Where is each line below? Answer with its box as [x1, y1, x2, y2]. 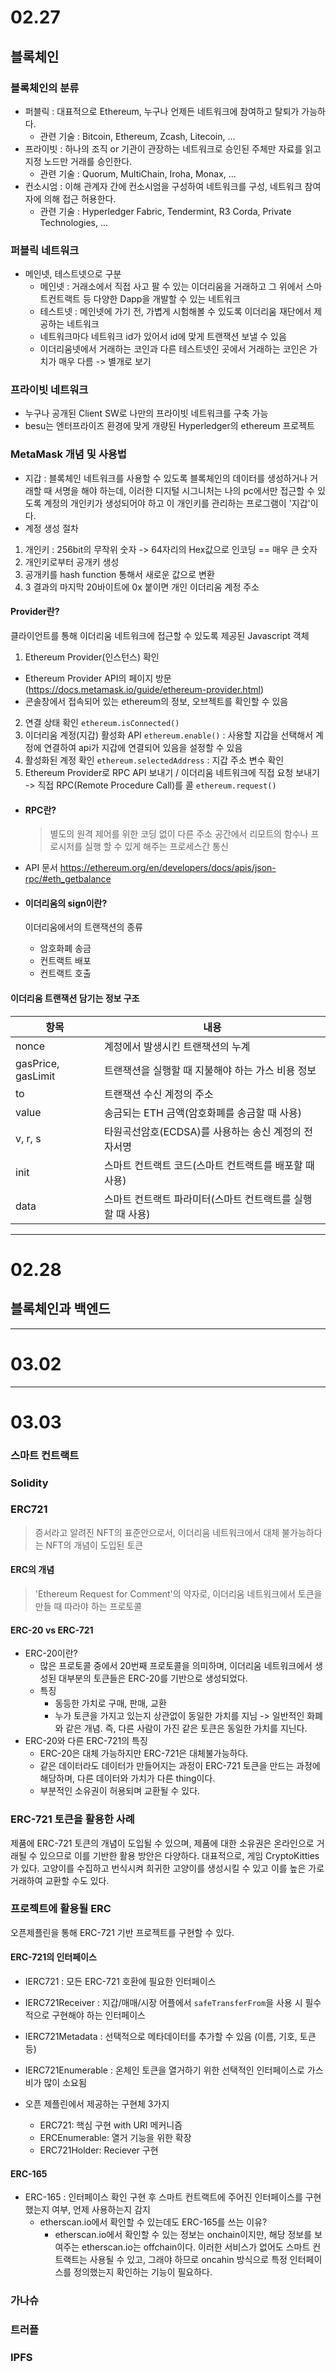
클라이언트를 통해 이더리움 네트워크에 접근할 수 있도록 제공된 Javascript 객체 [10, 629, 310, 641]
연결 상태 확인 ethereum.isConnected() [24, 716, 180, 728]
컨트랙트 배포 [39, 955, 92, 967]
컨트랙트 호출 [39, 967, 92, 980]
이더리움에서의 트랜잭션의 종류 [24, 921, 143, 933]
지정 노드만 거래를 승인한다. [24, 155, 133, 167]
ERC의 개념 [10, 1564, 55, 1576]
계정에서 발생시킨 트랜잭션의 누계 [103, 1039, 251, 1053]
